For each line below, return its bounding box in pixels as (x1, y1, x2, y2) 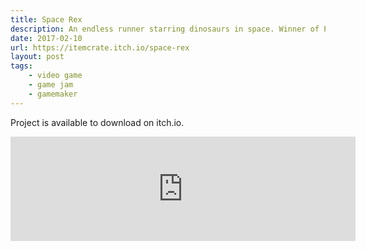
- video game (28, 71, 83, 81)
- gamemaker (28, 89, 78, 99)
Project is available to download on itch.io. (10, 116, 185, 128)
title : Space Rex (10, 14, 83, 25)
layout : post (10, 52, 65, 62)
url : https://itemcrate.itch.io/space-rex (10, 42, 190, 53)
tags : (10, 61, 33, 71)
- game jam (28, 80, 74, 90)
